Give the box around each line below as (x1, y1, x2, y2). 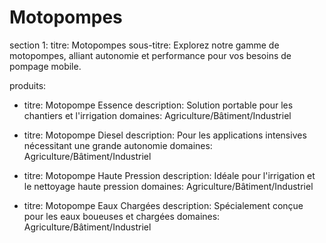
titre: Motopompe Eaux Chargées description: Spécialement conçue (23, 199, 304, 211)
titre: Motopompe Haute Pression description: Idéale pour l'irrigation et (23, 169, 316, 181)
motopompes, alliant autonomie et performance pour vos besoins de (9, 49, 292, 61)
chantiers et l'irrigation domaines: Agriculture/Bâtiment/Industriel (23, 109, 292, 121)
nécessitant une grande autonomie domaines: (23, 139, 213, 151)
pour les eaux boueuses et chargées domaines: (23, 210, 221, 222)
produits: (9, 79, 47, 91)
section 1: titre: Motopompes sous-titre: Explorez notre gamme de (9, 39, 280, 51)
